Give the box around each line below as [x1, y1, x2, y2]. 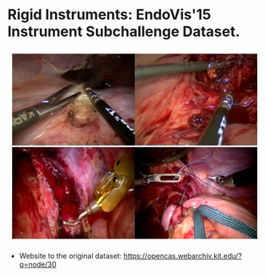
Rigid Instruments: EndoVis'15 [7, 6, 212, 24]
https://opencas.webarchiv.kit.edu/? [123, 251, 243, 261]
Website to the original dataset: [18, 251, 122, 261]
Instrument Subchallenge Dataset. [7, 22, 240, 41]
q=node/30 [18, 259, 57, 269]
